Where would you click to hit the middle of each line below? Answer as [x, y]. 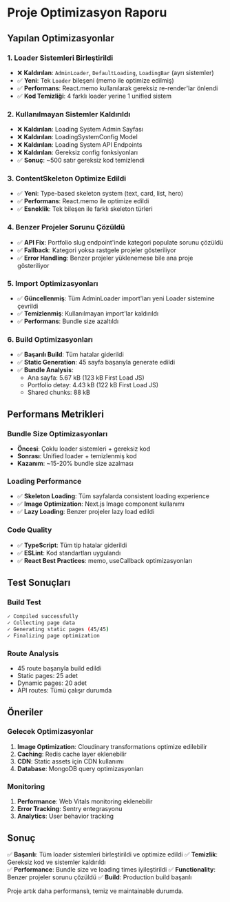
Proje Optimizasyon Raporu [87, 13]
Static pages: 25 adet [47, 676]
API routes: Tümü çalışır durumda [64, 690]
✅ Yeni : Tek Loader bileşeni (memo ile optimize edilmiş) [95, 80]
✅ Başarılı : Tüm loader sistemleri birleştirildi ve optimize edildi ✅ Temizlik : [113, 854]
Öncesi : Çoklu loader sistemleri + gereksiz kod [84, 449]
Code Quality [30, 530]
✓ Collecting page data [41, 623]
